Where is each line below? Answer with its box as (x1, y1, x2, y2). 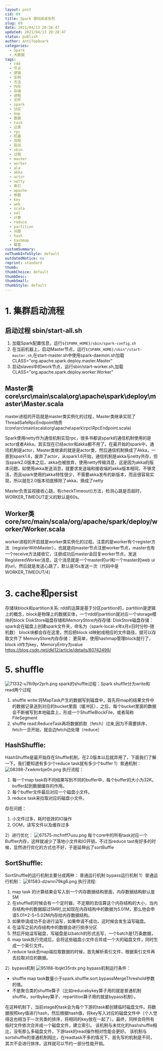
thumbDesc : (5, 274, 27, 279)
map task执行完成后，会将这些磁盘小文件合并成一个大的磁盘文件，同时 (12, 937, 154, 942)
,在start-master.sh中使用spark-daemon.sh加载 (32, 352, 125, 358)
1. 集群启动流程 (5, 306, 65, 317)
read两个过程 (5, 687, 32, 692)
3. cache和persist (5, 588, 78, 599)
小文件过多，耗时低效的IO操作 (12, 816, 72, 822)
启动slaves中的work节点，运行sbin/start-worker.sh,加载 (12, 363, 124, 369)
